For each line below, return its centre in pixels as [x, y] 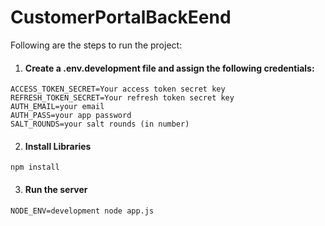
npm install [35, 167]
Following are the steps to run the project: [96, 45]
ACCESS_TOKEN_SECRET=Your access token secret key [118, 89]
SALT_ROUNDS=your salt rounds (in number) [100, 124]
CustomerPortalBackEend [121, 17]
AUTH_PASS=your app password [71, 116]
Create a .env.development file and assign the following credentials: [169, 68]
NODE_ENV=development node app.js [82, 211]
